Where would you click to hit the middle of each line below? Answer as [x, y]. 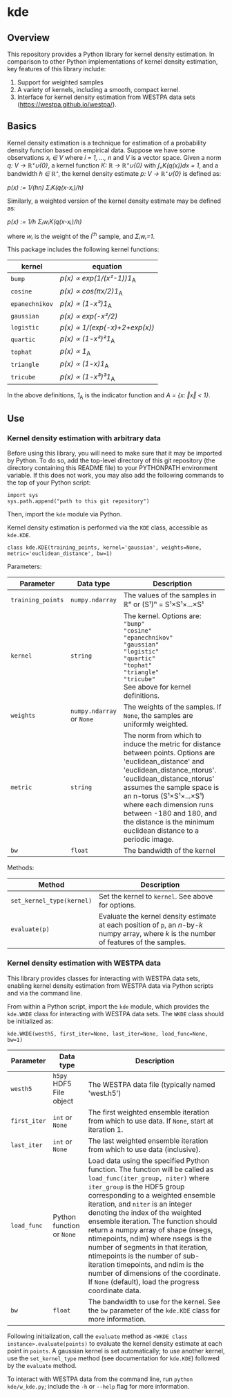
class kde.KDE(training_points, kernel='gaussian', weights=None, [105, 548]
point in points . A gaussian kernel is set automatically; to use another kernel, [116, 1351]
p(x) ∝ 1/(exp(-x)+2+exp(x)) [107, 327]
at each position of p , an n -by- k [151, 925]
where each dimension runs [168, 805]
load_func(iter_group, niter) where [149, 1178]
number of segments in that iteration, [148, 1247]
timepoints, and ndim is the [160, 1264]
